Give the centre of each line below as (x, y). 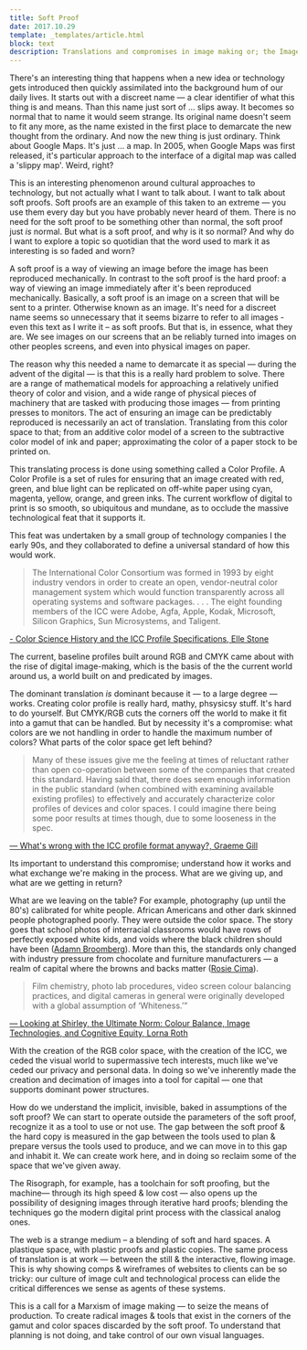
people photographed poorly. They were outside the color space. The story (151, 920)
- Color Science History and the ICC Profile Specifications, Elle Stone (139, 639)
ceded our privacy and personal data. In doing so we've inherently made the (153, 1070)
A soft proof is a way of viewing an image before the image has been (139, 269)
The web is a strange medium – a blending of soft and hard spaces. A (140, 1240)
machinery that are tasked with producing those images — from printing (145, 403)
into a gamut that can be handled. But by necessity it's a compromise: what (151, 723)
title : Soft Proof (44, 18)
